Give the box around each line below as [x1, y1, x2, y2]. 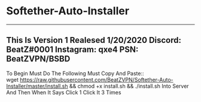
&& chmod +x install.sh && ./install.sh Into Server [69, 82, 190, 89]
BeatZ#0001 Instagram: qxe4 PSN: [6, 45, 139, 55]
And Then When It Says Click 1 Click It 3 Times [6, 88, 121, 96]
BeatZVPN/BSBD [6, 54, 71, 64]
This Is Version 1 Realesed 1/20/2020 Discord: [6, 35, 181, 45]
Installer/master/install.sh [6, 82, 68, 89]
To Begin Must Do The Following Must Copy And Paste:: [6, 70, 144, 77]
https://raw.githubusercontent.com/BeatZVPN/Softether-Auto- [20, 76, 173, 83]
